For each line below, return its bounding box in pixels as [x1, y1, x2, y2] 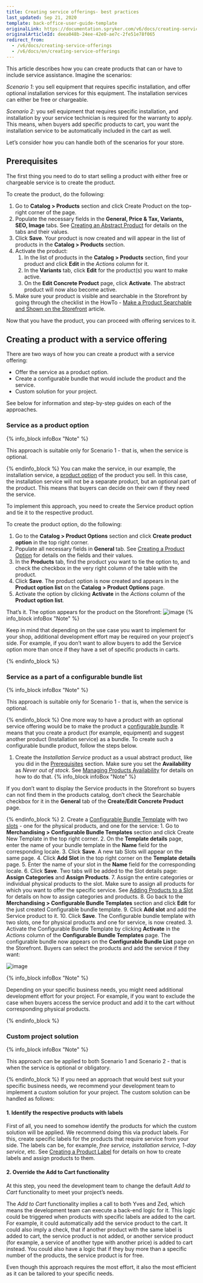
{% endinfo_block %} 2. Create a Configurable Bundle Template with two [6, 816, 188, 823]
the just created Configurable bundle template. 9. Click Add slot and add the [6, 906, 196, 913]
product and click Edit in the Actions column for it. [24, 260, 149, 267]
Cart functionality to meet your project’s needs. [6, 1188, 124, 1196]
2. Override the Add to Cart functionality [6, 1169, 110, 1176]
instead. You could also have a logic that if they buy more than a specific [6, 1245, 187, 1252]
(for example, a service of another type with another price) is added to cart [6, 1239, 193, 1246]
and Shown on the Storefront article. [14, 305, 106, 312]
